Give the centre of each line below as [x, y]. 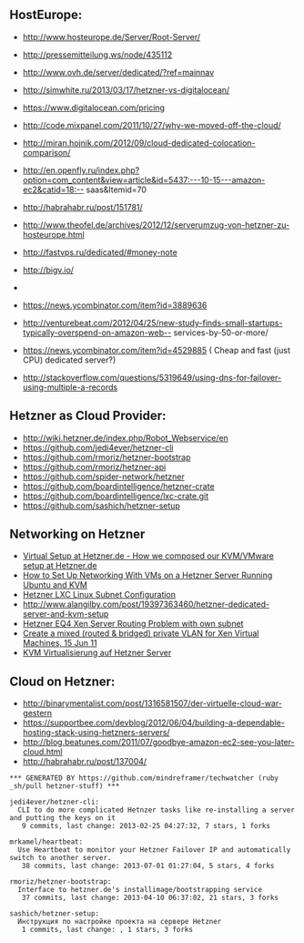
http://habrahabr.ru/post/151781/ [82, 207]
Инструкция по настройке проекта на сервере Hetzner [120, 922]
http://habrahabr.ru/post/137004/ [85, 762]
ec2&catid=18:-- [53, 190]
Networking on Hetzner [77, 534]
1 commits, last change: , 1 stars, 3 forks [107, 930]
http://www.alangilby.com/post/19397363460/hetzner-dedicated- [146, 604]
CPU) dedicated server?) [69, 360]
